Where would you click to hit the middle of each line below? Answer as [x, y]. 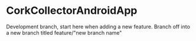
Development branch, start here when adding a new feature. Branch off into [98, 27]
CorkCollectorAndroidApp [72, 11]
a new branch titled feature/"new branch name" [64, 32]
